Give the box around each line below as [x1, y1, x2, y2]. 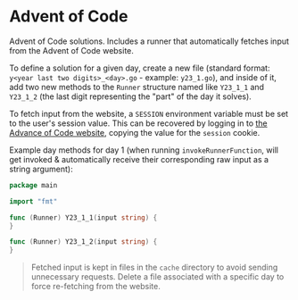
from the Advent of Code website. [9, 45, 134, 55]
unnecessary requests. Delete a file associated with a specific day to [30, 271, 285, 282]
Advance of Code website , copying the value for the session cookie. [9, 127, 261, 137]
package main [9, 180, 58, 189]
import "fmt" [9, 196, 58, 206]
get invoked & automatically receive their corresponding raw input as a [9, 154, 269, 164]
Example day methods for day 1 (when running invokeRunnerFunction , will [9, 145, 279, 155]
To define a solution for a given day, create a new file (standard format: [9, 62, 270, 73]
